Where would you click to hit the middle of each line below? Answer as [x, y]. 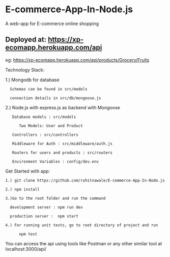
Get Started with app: [27, 171]
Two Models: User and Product [51, 126]
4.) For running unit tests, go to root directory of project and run [82, 225]
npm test [28, 234]
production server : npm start [44, 216]
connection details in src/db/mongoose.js [55, 98]
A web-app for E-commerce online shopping [52, 24]
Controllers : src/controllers [45, 135]
